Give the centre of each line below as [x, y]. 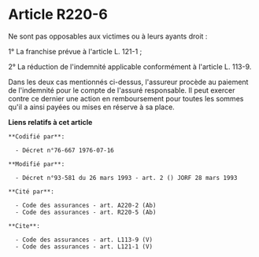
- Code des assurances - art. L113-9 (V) [84, 240]
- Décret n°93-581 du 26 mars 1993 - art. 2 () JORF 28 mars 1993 [126, 178]
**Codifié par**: [37, 136]
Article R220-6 [58, 15]
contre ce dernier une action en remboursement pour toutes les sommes [126, 98]
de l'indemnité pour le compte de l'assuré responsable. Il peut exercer [122, 90]
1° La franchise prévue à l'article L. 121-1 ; [75, 51]
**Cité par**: [31, 191]
